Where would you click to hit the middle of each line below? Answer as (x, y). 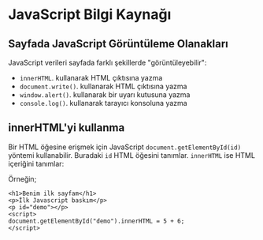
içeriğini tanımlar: (36, 163)
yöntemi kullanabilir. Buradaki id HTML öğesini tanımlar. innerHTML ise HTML (132, 155)
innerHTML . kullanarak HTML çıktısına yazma (91, 78)
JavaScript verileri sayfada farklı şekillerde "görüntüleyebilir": (107, 62)
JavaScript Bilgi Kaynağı (90, 15)
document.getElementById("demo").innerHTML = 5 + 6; (96, 221)
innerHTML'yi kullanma (67, 128)
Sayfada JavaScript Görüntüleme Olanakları (118, 44)
